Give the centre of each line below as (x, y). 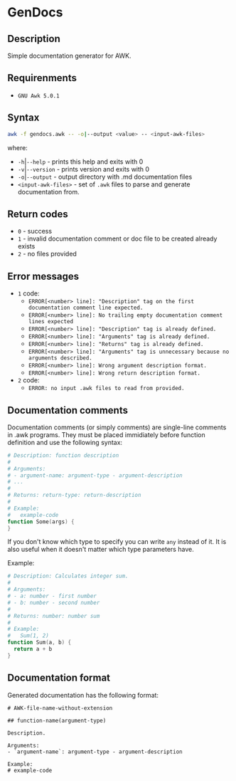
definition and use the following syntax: (65, 442)
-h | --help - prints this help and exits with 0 (80, 162)
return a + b (33, 649)
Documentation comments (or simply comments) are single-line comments (117, 427)
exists (26, 246)
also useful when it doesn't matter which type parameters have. (101, 550)
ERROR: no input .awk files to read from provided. (106, 389)
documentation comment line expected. (86, 308)
